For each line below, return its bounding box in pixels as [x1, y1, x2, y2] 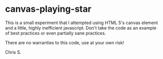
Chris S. [5, 49, 21, 55]
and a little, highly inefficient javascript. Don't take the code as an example [5, 25, 157, 30]
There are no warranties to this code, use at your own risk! [5, 39, 124, 45]
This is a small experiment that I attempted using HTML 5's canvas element [5, 20, 158, 26]
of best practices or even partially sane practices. [5, 30, 106, 36]
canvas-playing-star [5, 3, 91, 15]
